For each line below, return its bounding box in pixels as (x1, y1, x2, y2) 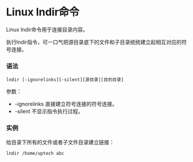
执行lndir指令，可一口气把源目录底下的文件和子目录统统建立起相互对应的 (6, 38, 182, 45)
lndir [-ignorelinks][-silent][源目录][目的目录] (6, 77, 124, 83)
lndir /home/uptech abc (6, 150, 65, 156)
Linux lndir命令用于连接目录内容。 (6, 26, 88, 33)
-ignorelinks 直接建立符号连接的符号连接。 (14, 101, 118, 108)
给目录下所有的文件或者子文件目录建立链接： (6, 138, 115, 146)
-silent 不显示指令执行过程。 (14, 108, 84, 115)
